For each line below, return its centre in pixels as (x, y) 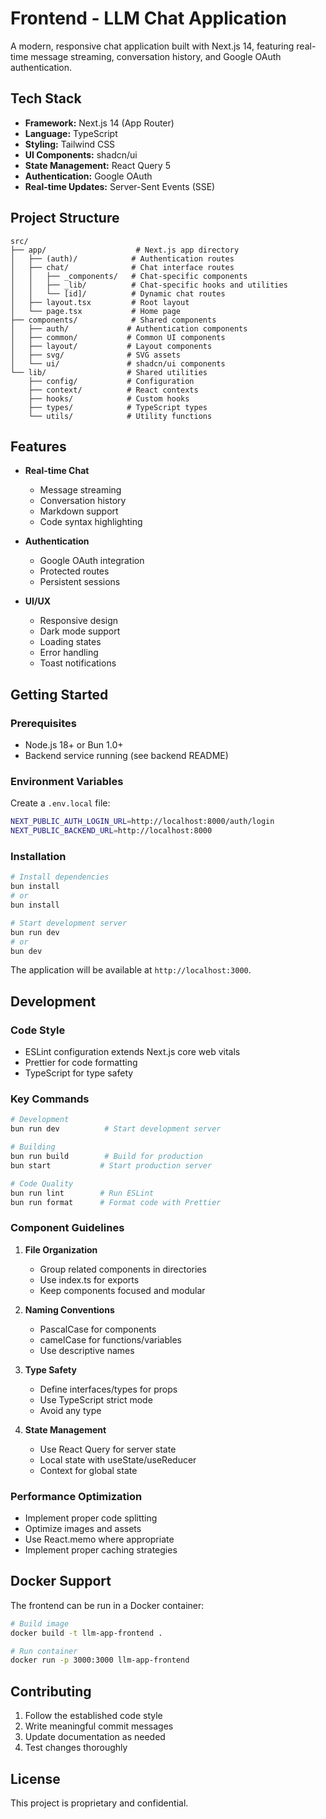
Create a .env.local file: (60, 803)
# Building (33, 1147)
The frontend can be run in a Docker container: (107, 1605)
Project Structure (65, 218)
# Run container (44, 1651)
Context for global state (88, 1470)
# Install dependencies (60, 877)
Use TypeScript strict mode (96, 1399)
